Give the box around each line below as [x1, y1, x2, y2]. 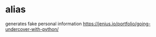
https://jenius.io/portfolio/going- [82, 21, 151, 27]
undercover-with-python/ [5, 26, 59, 32]
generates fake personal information [5, 21, 82, 27]
